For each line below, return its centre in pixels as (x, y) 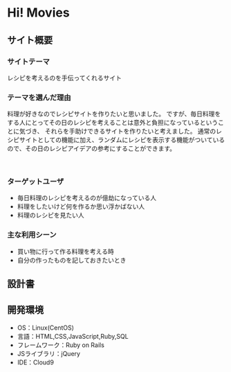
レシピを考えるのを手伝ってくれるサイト (65, 78)
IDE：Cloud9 (35, 362)
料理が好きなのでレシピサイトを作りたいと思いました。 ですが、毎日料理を (114, 114)
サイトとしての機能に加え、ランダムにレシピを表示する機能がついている (122, 140)
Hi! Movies (39, 13)
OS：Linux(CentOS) (46, 328)
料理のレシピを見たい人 (50, 215)
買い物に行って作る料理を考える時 (65, 251)
